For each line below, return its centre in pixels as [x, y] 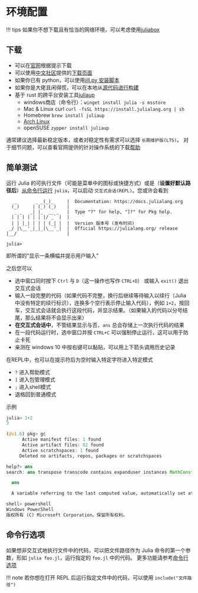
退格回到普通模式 [35, 394]
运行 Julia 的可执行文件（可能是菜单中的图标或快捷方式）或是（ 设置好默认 [96, 183]
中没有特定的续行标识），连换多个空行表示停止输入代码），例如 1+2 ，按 [99, 303]
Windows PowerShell [30, 510]
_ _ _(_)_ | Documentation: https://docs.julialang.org [98, 201]
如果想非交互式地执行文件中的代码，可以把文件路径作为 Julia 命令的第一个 [96, 550]
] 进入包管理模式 [35, 379]
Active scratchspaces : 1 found [60, 450]
